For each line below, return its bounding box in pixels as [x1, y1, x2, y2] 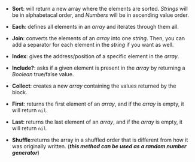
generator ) [11, 149, 40, 156]
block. [11, 89, 28, 95]
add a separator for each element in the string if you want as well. [11, 41, 174, 48]
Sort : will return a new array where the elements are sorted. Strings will [11, 5, 188, 12]
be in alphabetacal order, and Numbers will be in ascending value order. [11, 11, 190, 19]
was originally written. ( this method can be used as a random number [11, 143, 187, 149]
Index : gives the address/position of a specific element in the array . [11, 53, 179, 59]
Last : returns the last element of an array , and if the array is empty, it [11, 118, 183, 125]
